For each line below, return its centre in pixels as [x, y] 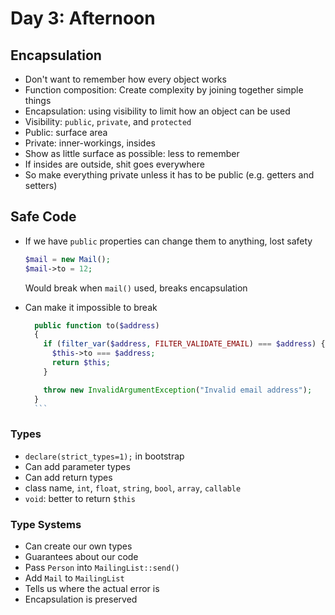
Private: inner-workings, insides [90, 143]
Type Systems [46, 524]
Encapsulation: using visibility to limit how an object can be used [157, 111]
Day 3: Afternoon [83, 18]
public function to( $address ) [97, 325]
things [38, 100]
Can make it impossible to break [91, 307]
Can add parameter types [77, 466]
